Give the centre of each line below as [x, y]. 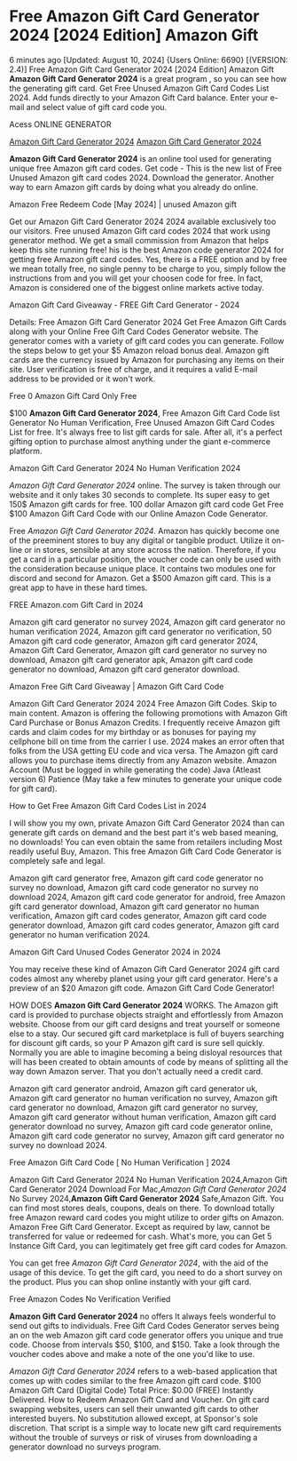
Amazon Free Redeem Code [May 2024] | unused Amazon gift [123, 204]
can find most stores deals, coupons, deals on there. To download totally [142, 1208]
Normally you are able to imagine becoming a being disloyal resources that [146, 1052]
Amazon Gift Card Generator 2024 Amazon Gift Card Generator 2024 [136, 141]
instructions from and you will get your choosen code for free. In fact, [136, 278]
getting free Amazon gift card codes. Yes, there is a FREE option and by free [148, 259]
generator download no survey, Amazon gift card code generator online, [141, 1126]
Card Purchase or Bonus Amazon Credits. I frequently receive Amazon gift [145, 723]
